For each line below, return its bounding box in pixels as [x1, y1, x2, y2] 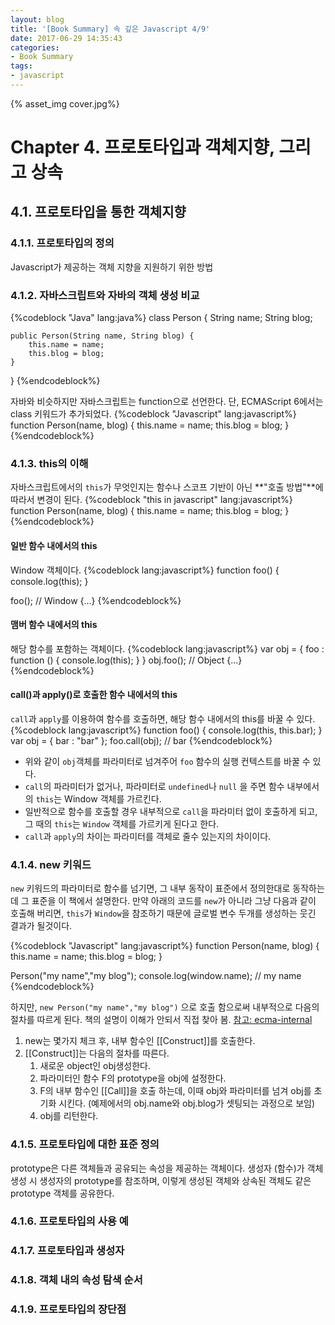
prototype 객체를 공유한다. [10, 1187, 115, 1199]
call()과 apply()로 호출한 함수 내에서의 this [10, 689, 178, 701]
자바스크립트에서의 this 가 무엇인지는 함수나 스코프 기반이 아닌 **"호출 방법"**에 [10, 481, 324, 493]
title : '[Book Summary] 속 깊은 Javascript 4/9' [10, 24, 211, 34]
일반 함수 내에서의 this [10, 539, 98, 551]
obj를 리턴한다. [39, 1110, 99, 1122]
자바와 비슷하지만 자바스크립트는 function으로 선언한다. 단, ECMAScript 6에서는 [10, 396, 324, 408]
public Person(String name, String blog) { [10, 331, 195, 341]
